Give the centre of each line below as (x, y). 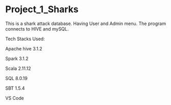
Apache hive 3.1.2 (24, 48)
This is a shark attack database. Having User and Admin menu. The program (86, 23)
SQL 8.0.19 (17, 78)
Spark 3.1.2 (17, 58)
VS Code (15, 98)
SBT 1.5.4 (15, 88)
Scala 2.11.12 (18, 68)
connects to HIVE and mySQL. (37, 29)
